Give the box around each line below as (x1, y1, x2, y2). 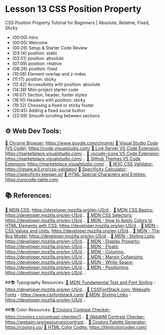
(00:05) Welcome (12, 39, 48, 45)
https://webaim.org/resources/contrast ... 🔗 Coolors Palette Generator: (5, 319, 146, 325)
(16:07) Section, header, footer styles (12, 92, 87, 98)
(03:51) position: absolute (12, 55, 64, 61)
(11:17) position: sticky (12, 76, 56, 82)
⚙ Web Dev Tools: (5, 127, 61, 136)
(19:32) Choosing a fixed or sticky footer (12, 102, 94, 108)
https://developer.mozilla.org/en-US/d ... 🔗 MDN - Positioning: (5, 264, 129, 270)
